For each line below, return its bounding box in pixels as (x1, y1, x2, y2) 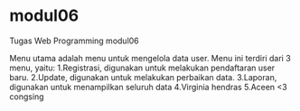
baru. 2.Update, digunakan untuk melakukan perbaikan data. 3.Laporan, (9, 71, 277, 82)
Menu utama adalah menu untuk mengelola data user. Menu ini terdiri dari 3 (9, 52, 291, 63)
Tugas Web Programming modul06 (9, 35, 140, 46)
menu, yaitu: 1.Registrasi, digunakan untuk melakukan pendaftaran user (9, 62, 276, 73)
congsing (9, 91, 44, 102)
